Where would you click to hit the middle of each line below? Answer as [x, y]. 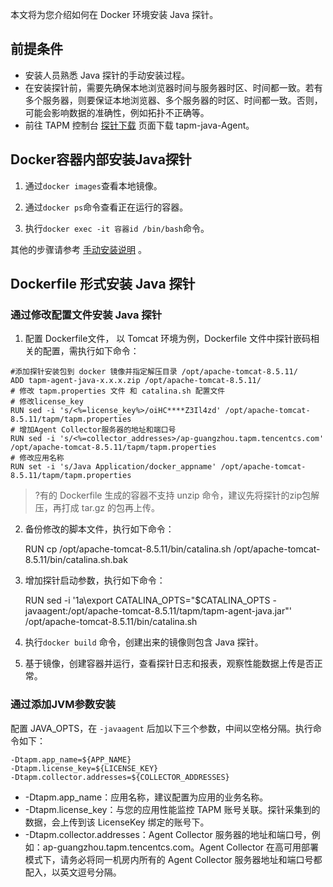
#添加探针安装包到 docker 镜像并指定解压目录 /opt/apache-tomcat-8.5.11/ [154, 372]
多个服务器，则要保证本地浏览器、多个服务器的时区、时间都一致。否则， [173, 100]
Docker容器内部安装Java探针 [101, 159]
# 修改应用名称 [37, 458]
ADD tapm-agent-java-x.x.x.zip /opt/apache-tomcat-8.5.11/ [136, 381]
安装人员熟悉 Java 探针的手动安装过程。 [107, 75]
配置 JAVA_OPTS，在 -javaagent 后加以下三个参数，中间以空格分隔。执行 [161, 728]
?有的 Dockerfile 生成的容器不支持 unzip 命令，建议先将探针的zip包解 [177, 495]
